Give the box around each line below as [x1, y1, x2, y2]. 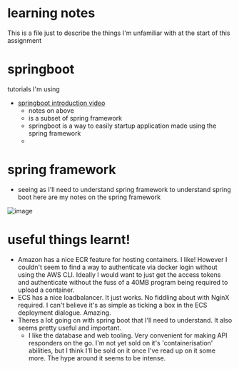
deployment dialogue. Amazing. [17, 308, 112, 317]
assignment [7, 36, 42, 44]
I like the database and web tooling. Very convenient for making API [28, 330, 228, 340]
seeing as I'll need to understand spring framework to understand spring [17, 185, 232, 193]
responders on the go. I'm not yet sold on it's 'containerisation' [28, 338, 213, 347]
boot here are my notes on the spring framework [17, 193, 161, 201]
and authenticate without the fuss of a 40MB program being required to [17, 278, 228, 286]
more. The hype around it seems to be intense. [28, 353, 166, 362]
